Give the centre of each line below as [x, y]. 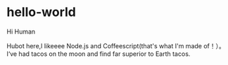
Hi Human [21, 31]
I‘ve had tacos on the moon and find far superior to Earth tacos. [99, 54]
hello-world [42, 12]
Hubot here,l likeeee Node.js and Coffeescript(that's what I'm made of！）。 [116, 45]
